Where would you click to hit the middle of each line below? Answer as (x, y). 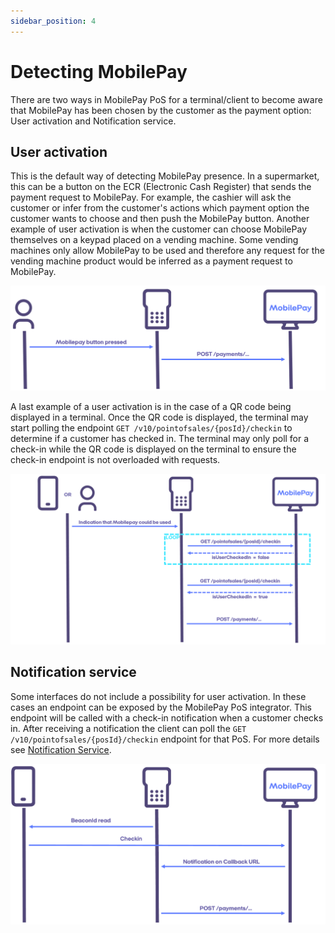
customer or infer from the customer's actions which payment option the (160, 208)
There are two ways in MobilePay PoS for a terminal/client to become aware (166, 99)
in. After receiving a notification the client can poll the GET (128, 728)
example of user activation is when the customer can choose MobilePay (158, 229)
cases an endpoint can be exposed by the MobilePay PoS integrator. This (161, 707)
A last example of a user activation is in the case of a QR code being (151, 407)
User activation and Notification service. (93, 121)
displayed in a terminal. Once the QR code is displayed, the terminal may (159, 417)
